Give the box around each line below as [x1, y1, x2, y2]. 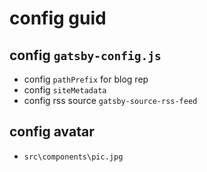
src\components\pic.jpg [23, 152, 124, 162]
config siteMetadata [23, 84, 107, 96]
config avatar [9, 123, 95, 141]
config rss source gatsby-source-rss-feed [23, 95, 198, 106]
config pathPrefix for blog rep [23, 73, 149, 85]
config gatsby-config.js [9, 47, 162, 64]
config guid [9, 7, 107, 30]
